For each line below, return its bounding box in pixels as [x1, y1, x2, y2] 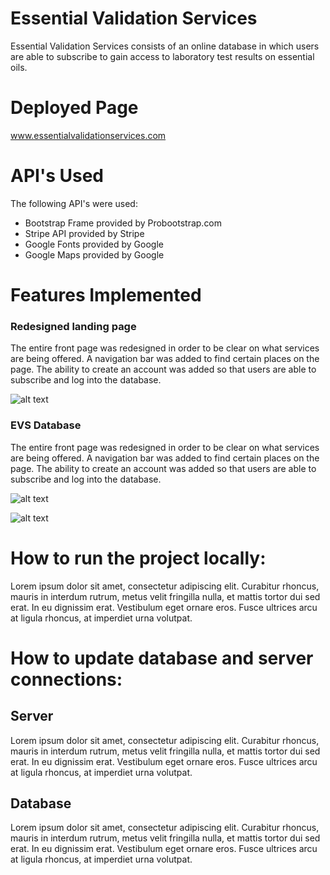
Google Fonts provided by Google [24, 238, 164, 250]
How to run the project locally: [10, 547, 267, 569]
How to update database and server [10, 647, 314, 669]
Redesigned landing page [10, 319, 137, 333]
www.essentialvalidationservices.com [10, 129, 167, 141]
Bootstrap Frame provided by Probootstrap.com [24, 217, 223, 229]
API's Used [10, 165, 104, 187]
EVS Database [10, 418, 82, 432]
